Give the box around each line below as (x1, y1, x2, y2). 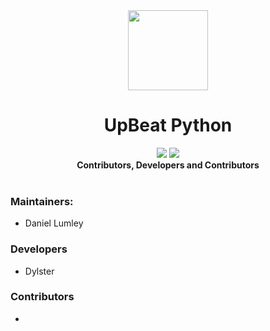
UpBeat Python (103, 114, 233, 137)
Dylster (24, 265, 55, 277)
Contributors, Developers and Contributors (76, 159, 260, 171)
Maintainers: (10, 194, 74, 208)
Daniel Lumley (24, 217, 84, 229)
